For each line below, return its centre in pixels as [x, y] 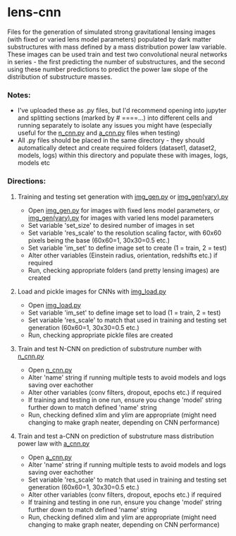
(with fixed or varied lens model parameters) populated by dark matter [109, 39]
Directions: [27, 181]
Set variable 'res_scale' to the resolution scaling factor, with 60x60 [125, 233]
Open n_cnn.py [50, 370]
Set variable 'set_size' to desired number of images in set [111, 225]
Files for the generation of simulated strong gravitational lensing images [112, 32]
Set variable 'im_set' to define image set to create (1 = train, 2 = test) [128, 248]
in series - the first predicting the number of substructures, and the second [116, 61]
